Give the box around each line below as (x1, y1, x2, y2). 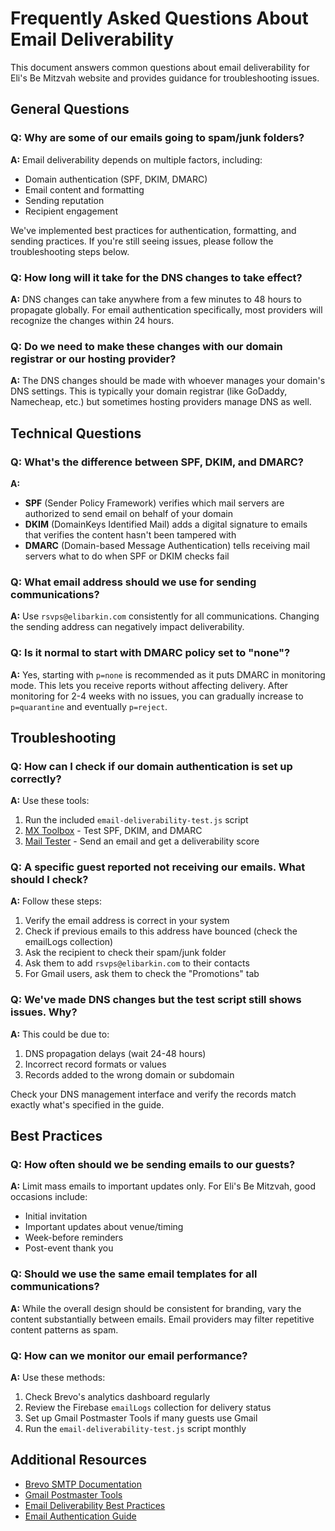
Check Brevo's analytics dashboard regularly (24, 1391, 211, 1403)
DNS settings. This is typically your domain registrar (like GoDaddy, (10, 385, 288, 397)
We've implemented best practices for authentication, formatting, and (10, 224, 297, 236)
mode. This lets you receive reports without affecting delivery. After (10, 679, 289, 691)
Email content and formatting (24, 183, 145, 196)
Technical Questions (10, 425, 142, 442)
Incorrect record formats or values (24, 1058, 167, 1070)
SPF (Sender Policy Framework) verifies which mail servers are (24, 497, 285, 509)
